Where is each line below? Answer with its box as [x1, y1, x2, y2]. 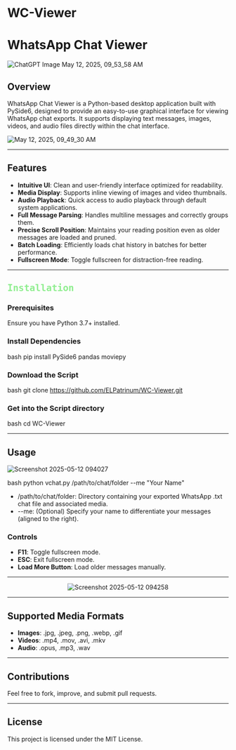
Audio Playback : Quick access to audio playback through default [17, 195, 207, 204]
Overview [7, 81, 51, 93]
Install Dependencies [7, 336, 81, 346]
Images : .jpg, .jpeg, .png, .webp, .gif [17, 629, 123, 637]
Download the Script [7, 370, 79, 380]
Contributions [7, 671, 70, 683]
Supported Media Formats [7, 610, 124, 622]
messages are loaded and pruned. [17, 233, 117, 242]
